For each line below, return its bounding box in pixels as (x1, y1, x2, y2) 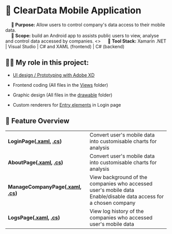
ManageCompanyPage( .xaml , (8, 183, 82, 190)
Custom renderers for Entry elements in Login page (12, 102, 121, 108)
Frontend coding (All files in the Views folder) (12, 82, 109, 88)
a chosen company (89, 199, 136, 206)
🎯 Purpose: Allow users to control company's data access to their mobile (11, 22, 165, 28)
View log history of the (89, 207, 144, 215)
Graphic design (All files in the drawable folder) (12, 92, 113, 98)
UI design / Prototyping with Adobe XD (12, 72, 95, 78)
